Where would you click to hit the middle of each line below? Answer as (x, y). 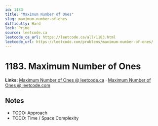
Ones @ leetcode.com (28, 85)
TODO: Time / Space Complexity (45, 118)
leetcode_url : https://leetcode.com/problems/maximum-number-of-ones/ (79, 42)
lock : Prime (17, 28)
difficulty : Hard (23, 23)
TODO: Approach (30, 113)
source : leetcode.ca (26, 33)
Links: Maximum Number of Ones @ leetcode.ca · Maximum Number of (78, 80)
